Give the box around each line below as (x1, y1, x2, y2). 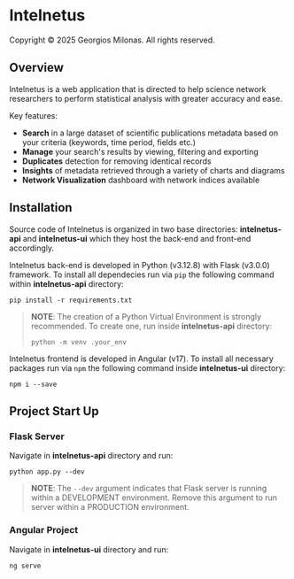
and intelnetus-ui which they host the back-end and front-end (22, 233, 251, 243)
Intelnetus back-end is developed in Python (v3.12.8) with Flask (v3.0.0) (9, 259, 270, 270)
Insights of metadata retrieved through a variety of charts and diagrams (21, 165, 285, 175)
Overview (9, 60, 65, 75)
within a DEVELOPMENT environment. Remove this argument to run (30, 492, 277, 503)
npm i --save (9, 380, 58, 389)
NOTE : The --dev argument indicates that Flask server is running (30, 483, 267, 494)
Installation (9, 200, 73, 215)
